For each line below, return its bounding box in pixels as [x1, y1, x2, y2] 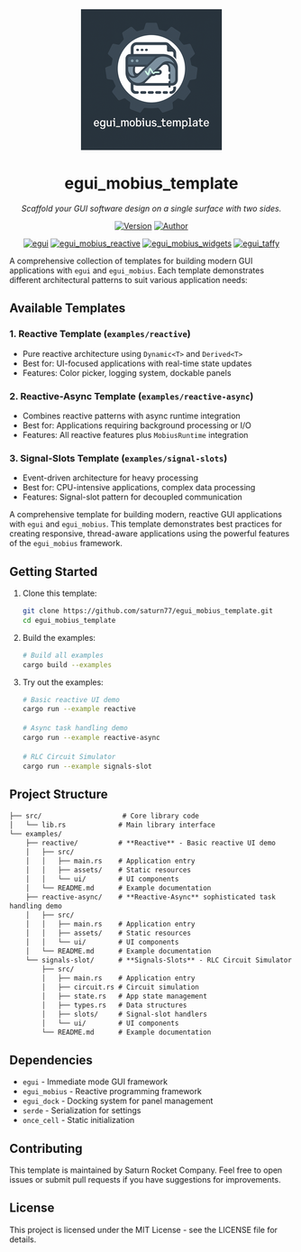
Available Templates [9, 301, 126, 316]
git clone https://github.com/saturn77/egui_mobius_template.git [22, 607, 273, 616]
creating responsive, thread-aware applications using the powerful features [9, 528, 290, 539]
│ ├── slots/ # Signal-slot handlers [41, 1010, 207, 1019]
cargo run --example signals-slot [22, 762, 152, 771]
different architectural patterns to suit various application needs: [9, 274, 248, 285]
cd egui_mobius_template [22, 616, 116, 625]
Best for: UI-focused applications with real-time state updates [22, 358, 252, 369]
